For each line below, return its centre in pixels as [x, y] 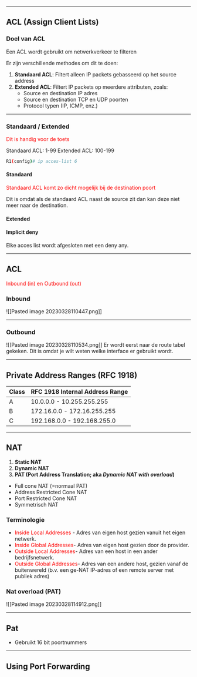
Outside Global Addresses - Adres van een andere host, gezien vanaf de [101, 564]
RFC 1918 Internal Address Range [79, 392]
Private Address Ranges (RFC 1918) [72, 375]
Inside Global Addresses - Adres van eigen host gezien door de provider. [102, 545]
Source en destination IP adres [60, 93]
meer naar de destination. [37, 205]
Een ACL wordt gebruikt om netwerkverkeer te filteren [71, 52]
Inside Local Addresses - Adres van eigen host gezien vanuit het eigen [100, 532]
